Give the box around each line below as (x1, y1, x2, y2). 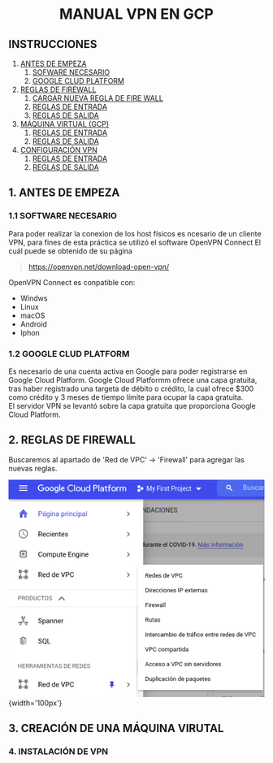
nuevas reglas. (8, 463, 58, 473)
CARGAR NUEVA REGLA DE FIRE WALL (32, 93, 164, 102)
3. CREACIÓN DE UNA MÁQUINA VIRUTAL (8, 721, 224, 735)
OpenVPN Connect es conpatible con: (8, 277, 136, 287)
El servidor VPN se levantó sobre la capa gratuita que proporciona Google (8, 401, 256, 410)
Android (19, 319, 47, 329)
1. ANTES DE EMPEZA (8, 186, 120, 200)
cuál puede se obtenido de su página (8, 245, 132, 256)
